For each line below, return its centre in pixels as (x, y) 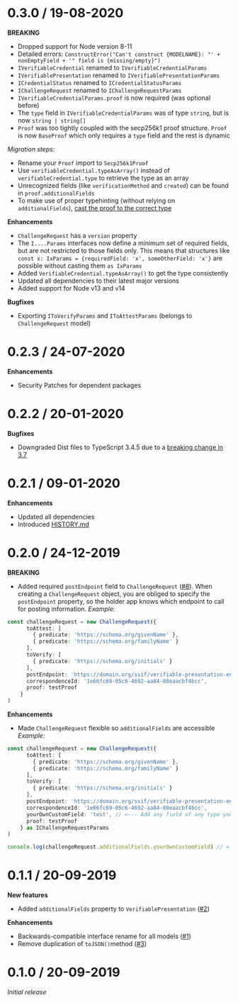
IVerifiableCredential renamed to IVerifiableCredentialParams (112, 67)
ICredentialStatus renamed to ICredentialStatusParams (100, 82)
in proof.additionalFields (56, 193)
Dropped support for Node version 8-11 (75, 46)
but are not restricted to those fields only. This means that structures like (124, 250)
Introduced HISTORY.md (53, 524)
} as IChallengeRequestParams (65, 828)
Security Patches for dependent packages (79, 385)
